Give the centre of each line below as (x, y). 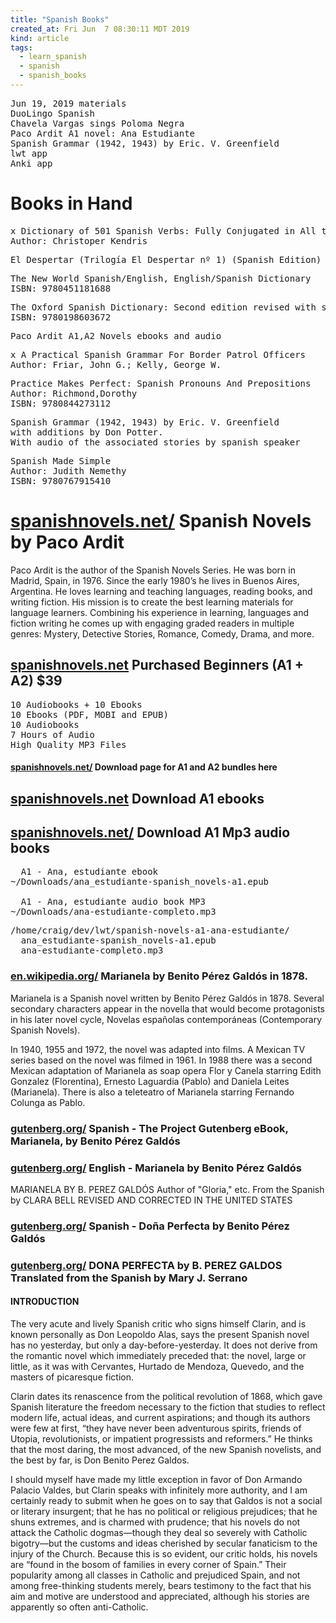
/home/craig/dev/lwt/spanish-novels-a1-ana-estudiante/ (150, 930)
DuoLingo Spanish (52, 113)
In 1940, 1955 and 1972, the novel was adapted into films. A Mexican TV (158, 1049)
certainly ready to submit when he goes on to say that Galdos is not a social (166, 1500)
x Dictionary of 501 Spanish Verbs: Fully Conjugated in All (163, 230)
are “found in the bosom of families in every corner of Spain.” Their (148, 1564)
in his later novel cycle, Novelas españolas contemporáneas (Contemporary (166, 1019)
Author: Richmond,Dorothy (74, 393)
